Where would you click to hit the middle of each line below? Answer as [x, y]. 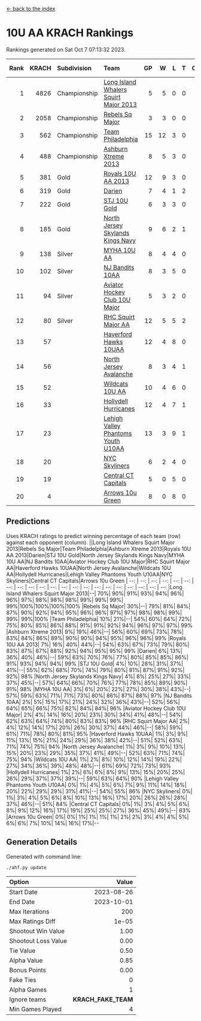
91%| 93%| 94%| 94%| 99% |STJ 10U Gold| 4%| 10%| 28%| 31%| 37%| [95, 664]
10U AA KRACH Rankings [70, 33]
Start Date [23, 892]
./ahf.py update [26, 867]
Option [19, 882]
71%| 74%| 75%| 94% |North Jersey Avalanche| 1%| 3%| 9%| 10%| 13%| [96, 747]
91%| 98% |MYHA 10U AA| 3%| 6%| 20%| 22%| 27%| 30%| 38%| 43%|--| [98, 689]
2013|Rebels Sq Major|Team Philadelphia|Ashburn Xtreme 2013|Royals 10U [99, 548]
